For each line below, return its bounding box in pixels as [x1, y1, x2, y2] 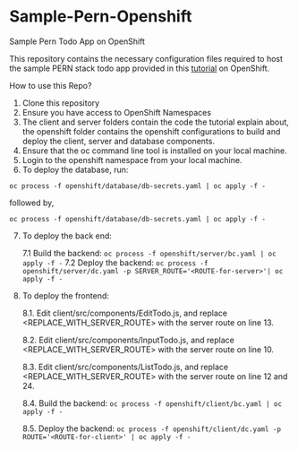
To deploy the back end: [21, 230, 112, 241]
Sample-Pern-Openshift [9, 6, 192, 27]
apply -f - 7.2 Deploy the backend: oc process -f [21, 257, 209, 268]
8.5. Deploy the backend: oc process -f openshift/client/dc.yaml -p [21, 423, 282, 434]
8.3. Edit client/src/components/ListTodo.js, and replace [21, 361, 229, 372]
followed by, [9, 197, 55, 208]
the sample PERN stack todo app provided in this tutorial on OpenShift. [9, 63, 270, 74]
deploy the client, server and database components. [21, 135, 215, 146]
